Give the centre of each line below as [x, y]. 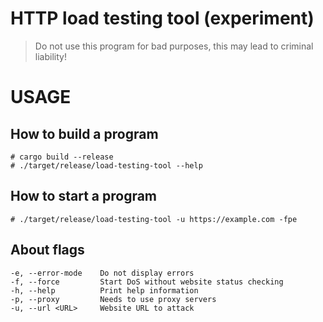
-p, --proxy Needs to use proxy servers [113, 299]
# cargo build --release [62, 157]
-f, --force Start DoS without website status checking [147, 282]
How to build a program [84, 133]
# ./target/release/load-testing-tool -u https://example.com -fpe [154, 219]
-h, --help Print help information [104, 290]
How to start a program [84, 196]
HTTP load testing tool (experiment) [162, 18]
